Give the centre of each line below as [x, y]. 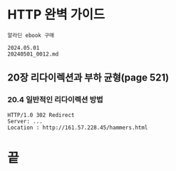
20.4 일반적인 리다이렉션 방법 [55, 100]
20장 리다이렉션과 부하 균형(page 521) [88, 78]
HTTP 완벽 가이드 [56, 15]
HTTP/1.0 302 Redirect [41, 115]
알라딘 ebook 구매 [31, 35]
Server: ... [25, 121]
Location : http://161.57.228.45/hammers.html [78, 128]
